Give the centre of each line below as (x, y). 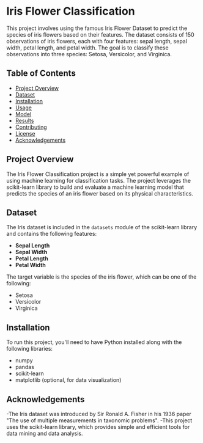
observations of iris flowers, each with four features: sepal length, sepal (97, 41)
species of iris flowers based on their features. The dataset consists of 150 (100, 34)
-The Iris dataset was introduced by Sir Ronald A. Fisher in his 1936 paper (99, 414)
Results (24, 120)
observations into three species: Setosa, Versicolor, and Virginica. (89, 54)
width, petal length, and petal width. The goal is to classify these (88, 48)
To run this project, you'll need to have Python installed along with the (94, 342)
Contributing (31, 127)
